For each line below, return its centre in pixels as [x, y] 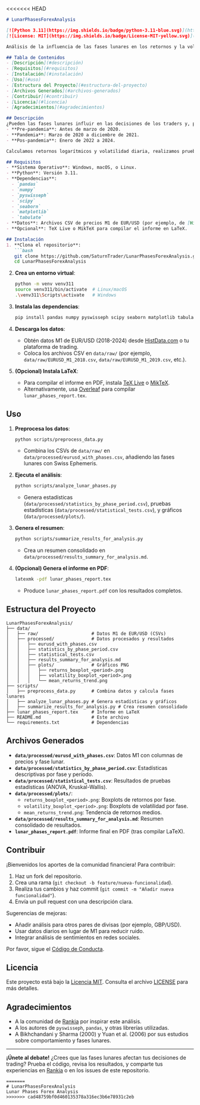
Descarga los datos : [40, 329]
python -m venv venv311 [44, 284]
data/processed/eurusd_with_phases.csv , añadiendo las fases [99, 457]
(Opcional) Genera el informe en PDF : [62, 568]
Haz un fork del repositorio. [48, 876]
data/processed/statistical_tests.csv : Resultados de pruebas [93, 780]
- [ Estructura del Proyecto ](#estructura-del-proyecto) [77, 85]
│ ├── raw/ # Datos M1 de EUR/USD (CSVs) [86, 633]
